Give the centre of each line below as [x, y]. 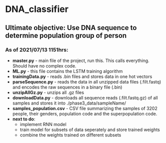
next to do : [24, 119]
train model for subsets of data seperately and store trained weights [90, 129]
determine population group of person [66, 35]
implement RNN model [43, 124]
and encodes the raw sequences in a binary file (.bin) [67, 87]
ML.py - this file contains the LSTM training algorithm [67, 71]
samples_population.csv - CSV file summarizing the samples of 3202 [85, 108]
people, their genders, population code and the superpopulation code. [85, 113]
